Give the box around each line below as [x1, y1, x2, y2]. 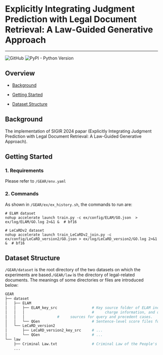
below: [5, 282, 18, 288]
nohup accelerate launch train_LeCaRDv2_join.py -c [5, 232, 112, 237]
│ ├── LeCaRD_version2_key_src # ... [5, 328, 103, 333]
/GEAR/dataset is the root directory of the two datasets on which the [5, 267, 141, 273]
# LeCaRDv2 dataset [5, 228, 45, 233]
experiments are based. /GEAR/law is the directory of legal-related [5, 272, 135, 278]
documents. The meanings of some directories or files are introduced [5, 277, 144, 283]
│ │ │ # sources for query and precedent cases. [5, 314, 153, 319]
